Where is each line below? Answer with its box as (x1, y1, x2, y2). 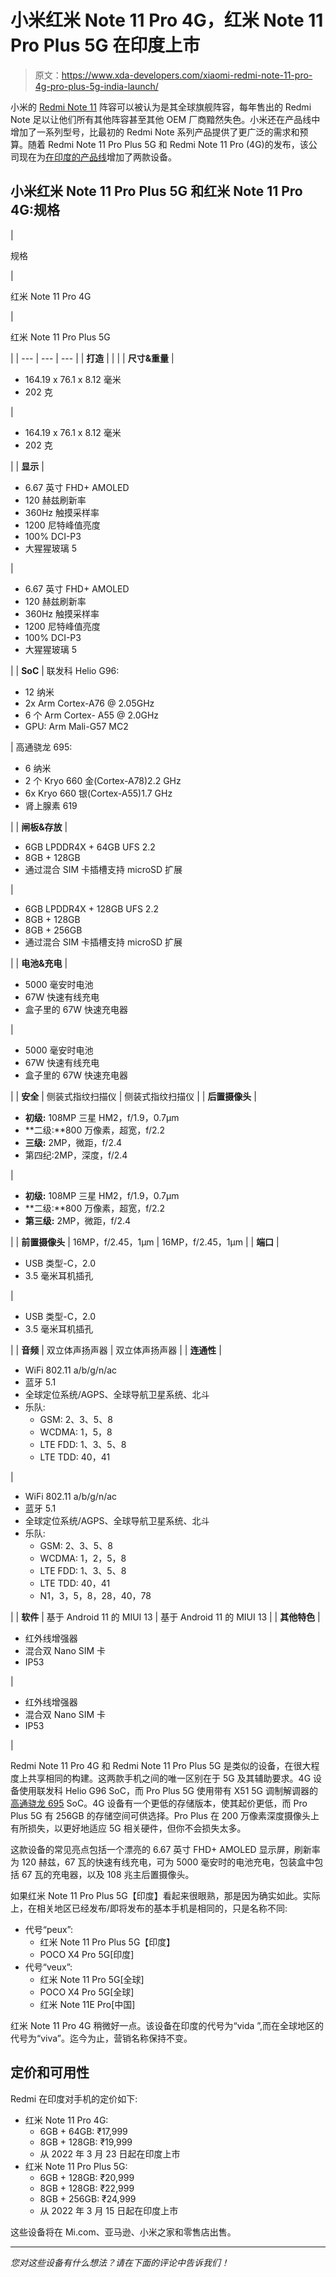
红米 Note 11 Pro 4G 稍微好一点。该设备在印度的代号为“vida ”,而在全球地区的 (10, 2019, 325, 2031)
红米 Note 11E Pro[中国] (39, 1998, 136, 2010)
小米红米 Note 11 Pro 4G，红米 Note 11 (10, 9, 324, 32)
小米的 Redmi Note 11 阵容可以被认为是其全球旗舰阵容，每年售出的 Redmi (10, 101, 312, 113)
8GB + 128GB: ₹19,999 (39, 2136, 133, 2148)
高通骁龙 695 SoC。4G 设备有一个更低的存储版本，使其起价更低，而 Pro (10, 1797, 308, 1809)
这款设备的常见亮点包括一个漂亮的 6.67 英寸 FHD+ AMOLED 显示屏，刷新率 (10, 1843, 321, 1855)
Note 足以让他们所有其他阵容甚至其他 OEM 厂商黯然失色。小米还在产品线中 (10, 113, 321, 125)
